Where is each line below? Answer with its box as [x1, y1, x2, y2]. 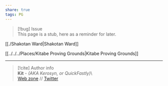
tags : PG [5, 12, 23, 17]
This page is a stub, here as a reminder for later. [17, 31, 116, 37]
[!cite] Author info [17, 64, 54, 70]
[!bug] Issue [17, 25, 42, 31]
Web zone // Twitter [17, 75, 58, 81]
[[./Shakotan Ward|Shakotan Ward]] [5, 40, 79, 46]
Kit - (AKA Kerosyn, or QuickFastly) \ [17, 70, 92, 76]
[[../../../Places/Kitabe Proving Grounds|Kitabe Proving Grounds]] [5, 50, 138, 56]
